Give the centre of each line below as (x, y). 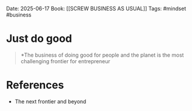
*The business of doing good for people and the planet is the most (102, 55)
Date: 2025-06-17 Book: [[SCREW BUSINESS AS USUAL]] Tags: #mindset (96, 9)
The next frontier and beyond (50, 101)
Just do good (39, 39)
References (35, 85)
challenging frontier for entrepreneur (65, 61)
